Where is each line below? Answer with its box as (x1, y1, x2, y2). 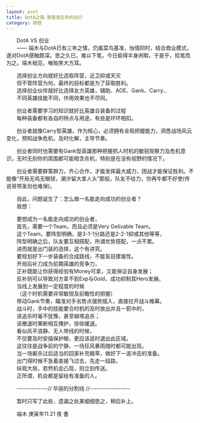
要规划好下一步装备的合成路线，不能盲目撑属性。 (17, 253, 137, 260)
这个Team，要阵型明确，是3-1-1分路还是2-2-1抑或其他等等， (17, 231, 165, 238)
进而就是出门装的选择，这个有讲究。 (17, 246, 105, 253)
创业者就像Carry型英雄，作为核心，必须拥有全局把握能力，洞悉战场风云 (17, 127, 192, 134)
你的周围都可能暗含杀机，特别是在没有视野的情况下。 (37, 155, 168, 162)
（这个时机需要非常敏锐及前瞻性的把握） (17, 290, 116, 298)
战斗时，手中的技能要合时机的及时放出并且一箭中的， (17, 305, 147, 312)
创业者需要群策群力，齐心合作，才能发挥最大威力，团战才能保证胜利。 (17, 168, 189, 175)
